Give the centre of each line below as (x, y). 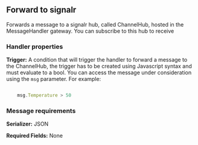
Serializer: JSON (27, 124)
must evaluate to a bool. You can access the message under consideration (99, 72)
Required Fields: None (35, 136)
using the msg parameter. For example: (54, 79)
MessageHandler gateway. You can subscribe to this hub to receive (90, 31)
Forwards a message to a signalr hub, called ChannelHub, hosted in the (95, 24)
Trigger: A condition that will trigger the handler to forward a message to (97, 60)
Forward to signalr (41, 10)
